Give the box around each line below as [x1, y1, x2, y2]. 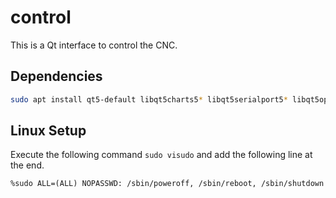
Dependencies [10, 68, 103, 85]
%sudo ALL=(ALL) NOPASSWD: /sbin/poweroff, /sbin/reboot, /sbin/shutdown [10, 179, 325, 189]
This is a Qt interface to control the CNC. [10, 39, 178, 51]
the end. [10, 159, 45, 171]
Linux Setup [10, 122, 87, 140]
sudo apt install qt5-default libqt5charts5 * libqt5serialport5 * [10, 94, 288, 105]
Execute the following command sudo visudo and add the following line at [10, 149, 313, 161]
